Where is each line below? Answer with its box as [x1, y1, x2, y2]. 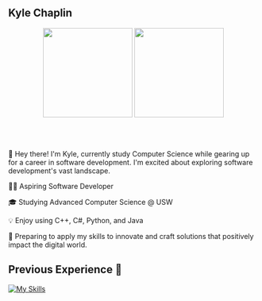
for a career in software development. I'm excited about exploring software [8, 157, 253, 167]
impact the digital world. [8, 240, 87, 249]
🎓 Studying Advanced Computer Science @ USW [8, 197, 173, 206]
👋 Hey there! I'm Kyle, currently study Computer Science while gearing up [8, 149, 250, 158]
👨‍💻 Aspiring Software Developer [8, 181, 114, 191]
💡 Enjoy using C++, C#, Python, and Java [8, 215, 144, 225]
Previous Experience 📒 [8, 263, 122, 276]
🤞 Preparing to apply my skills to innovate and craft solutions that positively [8, 231, 254, 241]
